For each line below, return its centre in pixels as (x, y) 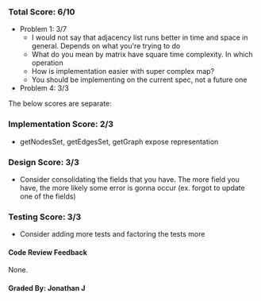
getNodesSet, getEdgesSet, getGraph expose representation (119, 141)
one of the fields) (48, 196)
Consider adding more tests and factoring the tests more (112, 234)
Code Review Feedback (48, 252)
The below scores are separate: (60, 104)
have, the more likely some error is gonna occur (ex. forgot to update (132, 187)
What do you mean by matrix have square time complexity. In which (142, 55)
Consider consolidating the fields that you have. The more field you (130, 179)
